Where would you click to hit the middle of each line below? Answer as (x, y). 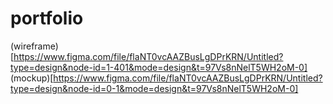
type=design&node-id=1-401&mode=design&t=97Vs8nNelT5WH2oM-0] (159, 67)
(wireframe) (34, 46)
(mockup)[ (32, 78)
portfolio (47, 18)
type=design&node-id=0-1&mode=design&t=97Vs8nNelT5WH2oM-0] (154, 88)
